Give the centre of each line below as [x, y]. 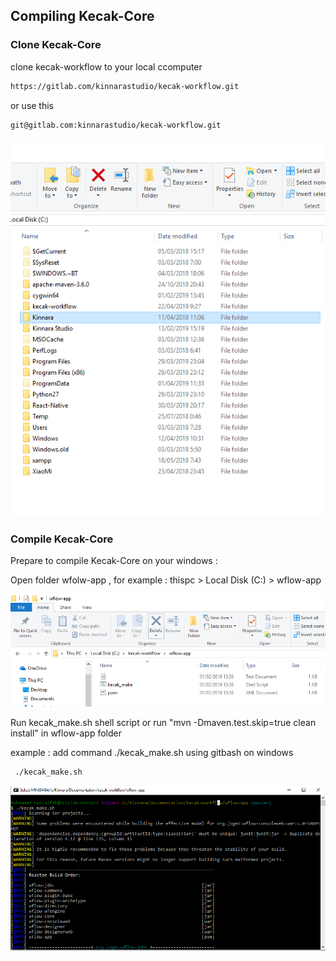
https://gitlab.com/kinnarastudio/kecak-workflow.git [125, 86]
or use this [32, 105]
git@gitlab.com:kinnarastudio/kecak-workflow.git [116, 125]
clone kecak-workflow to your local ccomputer [106, 66]
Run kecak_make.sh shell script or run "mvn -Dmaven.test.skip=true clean [163, 723]
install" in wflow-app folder [66, 733]
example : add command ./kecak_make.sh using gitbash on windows [152, 753]
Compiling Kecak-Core [82, 16]
